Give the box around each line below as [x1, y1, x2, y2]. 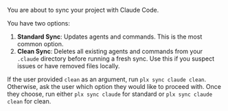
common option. [16, 40, 64, 48]
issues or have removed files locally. [16, 62, 120, 70]
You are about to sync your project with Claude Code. [7, 6, 159, 14]
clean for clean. [7, 97, 52, 105]
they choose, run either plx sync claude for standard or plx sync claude [7, 90, 213, 98]
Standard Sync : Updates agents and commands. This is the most [16, 32, 203, 41]
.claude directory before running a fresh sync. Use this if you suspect [16, 54, 215, 63]
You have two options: [7, 19, 71, 27]
